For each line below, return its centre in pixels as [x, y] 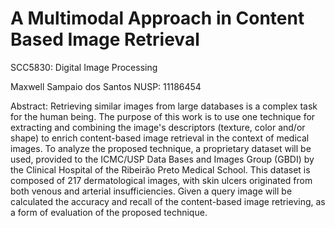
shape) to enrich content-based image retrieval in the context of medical [160, 138]
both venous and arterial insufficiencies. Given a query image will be [151, 191]
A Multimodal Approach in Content [157, 18]
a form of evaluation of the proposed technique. [109, 212]
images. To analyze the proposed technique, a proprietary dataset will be [161, 148]
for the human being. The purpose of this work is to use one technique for [163, 116]
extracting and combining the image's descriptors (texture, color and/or [158, 127]
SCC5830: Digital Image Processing [84, 67]
